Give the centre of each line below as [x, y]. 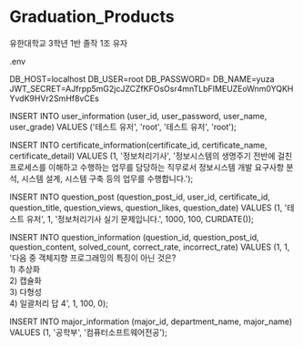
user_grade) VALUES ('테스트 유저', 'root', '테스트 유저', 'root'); [123, 127]
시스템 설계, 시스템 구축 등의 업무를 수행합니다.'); [107, 179]
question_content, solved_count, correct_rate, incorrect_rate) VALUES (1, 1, [150, 247]
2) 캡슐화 [26, 281]
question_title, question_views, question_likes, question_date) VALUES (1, [146, 208]
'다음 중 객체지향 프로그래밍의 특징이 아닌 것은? [93, 258]
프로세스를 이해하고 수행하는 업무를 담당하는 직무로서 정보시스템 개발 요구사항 [147, 167]
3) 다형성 [26, 291]
